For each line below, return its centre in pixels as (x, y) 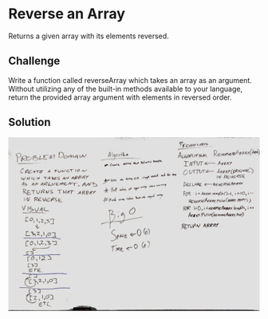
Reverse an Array (67, 14)
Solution (30, 122)
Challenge (34, 61)
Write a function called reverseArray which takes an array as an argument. (130, 80)
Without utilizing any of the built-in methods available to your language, (126, 89)
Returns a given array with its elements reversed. (89, 36)
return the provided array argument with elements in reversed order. (120, 97)
